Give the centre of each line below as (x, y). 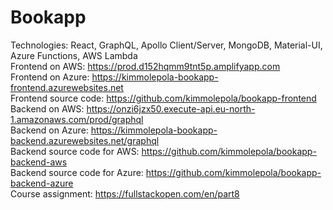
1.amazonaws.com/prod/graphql (77, 119)
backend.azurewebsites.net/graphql (85, 140)
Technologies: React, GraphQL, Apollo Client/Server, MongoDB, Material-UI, (166, 45)
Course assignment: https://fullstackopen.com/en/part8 (125, 193)
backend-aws (39, 162)
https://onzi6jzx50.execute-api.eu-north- (171, 108)
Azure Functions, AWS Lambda (74, 55)
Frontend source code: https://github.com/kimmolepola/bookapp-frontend (163, 98)
